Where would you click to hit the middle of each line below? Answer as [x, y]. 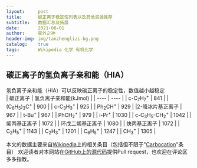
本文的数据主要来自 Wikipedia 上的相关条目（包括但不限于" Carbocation [91, 145]
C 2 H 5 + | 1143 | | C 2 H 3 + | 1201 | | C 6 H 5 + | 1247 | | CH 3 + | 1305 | [81, 131]
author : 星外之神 [31, 33]
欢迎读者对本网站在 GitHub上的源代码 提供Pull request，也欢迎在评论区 [102, 152]
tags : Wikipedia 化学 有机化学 [50, 50]
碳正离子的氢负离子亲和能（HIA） [67, 75]
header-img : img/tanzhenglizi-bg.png [52, 39]
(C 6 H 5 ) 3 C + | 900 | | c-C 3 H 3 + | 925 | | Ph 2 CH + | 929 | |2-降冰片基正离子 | [94, 107]
